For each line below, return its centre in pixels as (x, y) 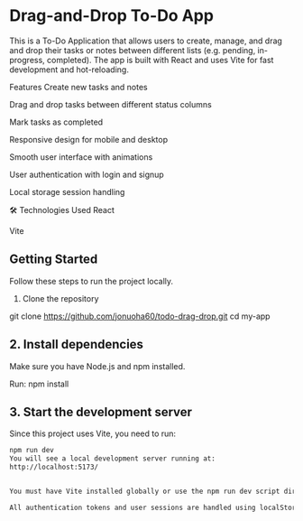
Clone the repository (60, 298)
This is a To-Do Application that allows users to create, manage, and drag (146, 41)
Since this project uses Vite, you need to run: (93, 433)
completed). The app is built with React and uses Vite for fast (160, 60)
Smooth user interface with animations (81, 157)
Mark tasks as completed (56, 122)
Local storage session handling (67, 191)
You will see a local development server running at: (113, 459)
